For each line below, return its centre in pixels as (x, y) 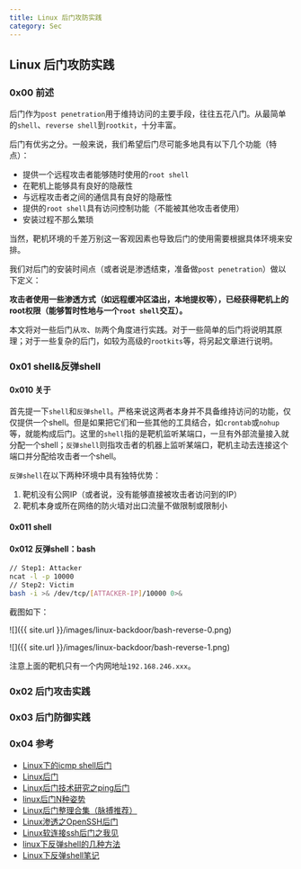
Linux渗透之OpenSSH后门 (70, 821)
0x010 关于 (30, 390)
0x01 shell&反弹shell (55, 367)
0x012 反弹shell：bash (53, 549)
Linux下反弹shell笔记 (61, 855)
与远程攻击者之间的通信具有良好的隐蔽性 (97, 197)
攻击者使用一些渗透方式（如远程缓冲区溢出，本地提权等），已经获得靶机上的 (149, 300)
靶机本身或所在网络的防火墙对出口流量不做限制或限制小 (124, 506)
